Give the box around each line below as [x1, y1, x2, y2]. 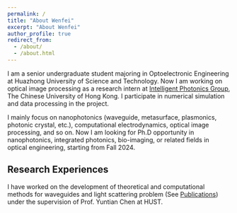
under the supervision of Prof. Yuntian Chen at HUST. [7, 197, 163, 206]
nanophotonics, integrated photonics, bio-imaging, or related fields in [7, 135, 210, 144]
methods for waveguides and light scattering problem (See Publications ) [7, 190, 219, 198]
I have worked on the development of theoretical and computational [7, 182, 205, 191]
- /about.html [13, 50, 55, 57]
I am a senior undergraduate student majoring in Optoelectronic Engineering [7, 69, 229, 78]
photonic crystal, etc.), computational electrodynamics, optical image [7, 120, 209, 129]
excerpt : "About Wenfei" [7, 23, 81, 30]
